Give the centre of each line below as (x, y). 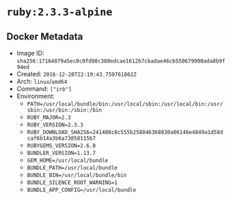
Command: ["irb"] (44, 89)
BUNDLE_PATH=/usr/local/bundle (72, 168)
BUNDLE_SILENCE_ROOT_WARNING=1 (72, 183)
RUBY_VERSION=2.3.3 (55, 125)
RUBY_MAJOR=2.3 (49, 117)
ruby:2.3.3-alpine (59, 12)
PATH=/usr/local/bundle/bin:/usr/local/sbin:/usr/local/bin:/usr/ (125, 104)
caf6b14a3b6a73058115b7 (61, 138)
